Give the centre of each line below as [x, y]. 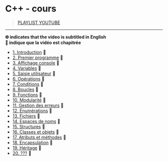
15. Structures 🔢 [29, 126]
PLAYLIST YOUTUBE [39, 22]
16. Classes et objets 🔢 [35, 132]
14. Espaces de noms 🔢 [36, 121]
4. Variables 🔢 [27, 68]
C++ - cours [31, 9]
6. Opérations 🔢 [28, 78]
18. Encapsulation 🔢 [32, 142]
